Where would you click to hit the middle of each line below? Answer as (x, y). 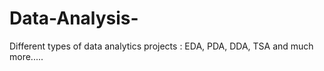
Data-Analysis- (74, 18)
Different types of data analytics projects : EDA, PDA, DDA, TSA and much (161, 46)
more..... (26, 56)
